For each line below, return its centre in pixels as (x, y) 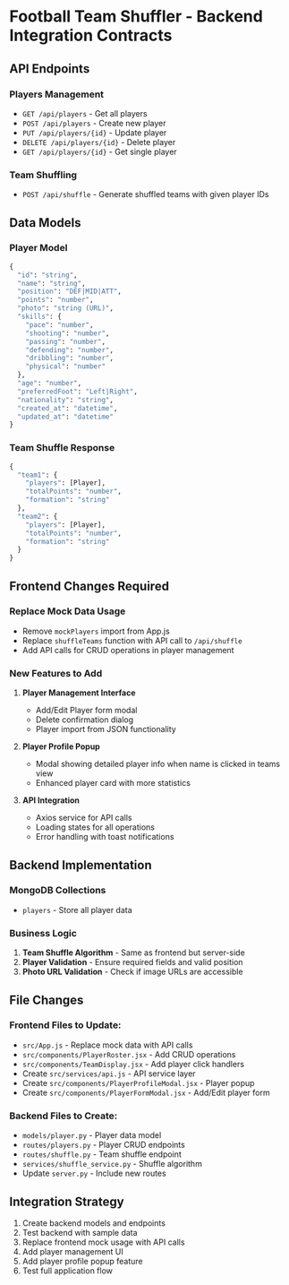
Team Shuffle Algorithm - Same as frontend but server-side (134, 953)
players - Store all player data (77, 910)
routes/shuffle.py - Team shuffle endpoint (102, 1154)
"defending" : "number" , (70, 350)
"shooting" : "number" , (68, 333)
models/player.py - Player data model (92, 1135)
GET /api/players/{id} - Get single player (99, 151)
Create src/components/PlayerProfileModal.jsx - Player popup (138, 1082)
